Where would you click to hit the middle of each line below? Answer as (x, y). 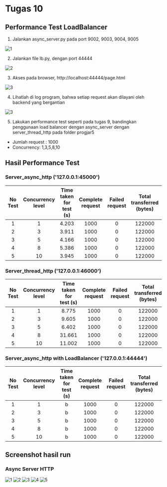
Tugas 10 (24, 9)
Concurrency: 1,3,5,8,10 (36, 147)
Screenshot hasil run (38, 455)
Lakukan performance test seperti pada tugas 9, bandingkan (74, 122)
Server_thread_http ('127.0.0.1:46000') (53, 271)
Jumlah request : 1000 (35, 142)
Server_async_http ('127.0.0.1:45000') (53, 177)
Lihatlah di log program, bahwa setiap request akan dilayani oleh (78, 97)
